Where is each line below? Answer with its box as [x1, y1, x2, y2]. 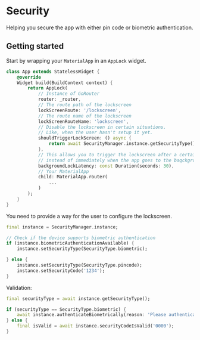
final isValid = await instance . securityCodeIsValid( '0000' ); [17, 323, 174, 329]
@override [17, 74, 42, 80]
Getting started [6, 41, 64, 51]
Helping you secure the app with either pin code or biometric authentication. [6, 24, 193, 31]
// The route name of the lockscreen [37, 113, 132, 119]
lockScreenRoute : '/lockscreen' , [37, 107, 121, 113]
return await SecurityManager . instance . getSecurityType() [48, 141, 196, 147]
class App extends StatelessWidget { [6, 69, 100, 75]
